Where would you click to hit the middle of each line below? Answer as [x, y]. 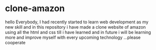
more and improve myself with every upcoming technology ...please [73, 37]
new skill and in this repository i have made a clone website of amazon [76, 27]
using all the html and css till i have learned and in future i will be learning [78, 32]
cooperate [15, 42]
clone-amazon [35, 8]
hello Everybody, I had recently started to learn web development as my [77, 22]
